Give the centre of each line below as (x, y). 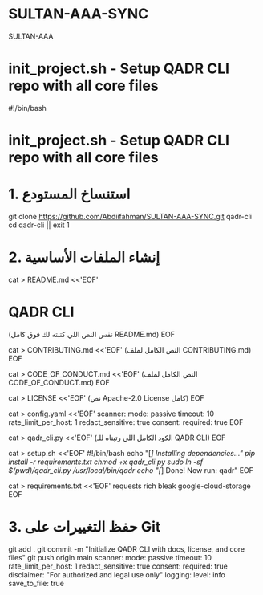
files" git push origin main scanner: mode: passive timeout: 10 (110, 557)
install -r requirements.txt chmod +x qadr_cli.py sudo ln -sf (106, 462)
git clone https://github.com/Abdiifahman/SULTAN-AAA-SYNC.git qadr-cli (130, 216)
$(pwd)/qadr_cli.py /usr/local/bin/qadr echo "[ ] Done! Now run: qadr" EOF (131, 470)
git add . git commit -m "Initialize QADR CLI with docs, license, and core (127, 549)
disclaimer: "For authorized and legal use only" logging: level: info (117, 574)
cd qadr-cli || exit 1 (39, 225)
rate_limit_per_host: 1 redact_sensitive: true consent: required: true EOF (126, 422)
